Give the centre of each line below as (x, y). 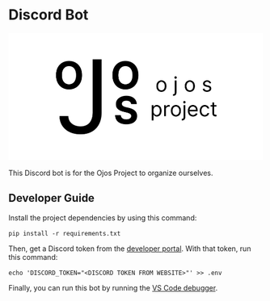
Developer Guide (52, 198)
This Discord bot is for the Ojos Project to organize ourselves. (111, 173)
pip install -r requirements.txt (65, 233)
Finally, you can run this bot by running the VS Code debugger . (113, 287)
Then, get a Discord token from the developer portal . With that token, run (130, 249)
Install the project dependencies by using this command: (103, 217)
